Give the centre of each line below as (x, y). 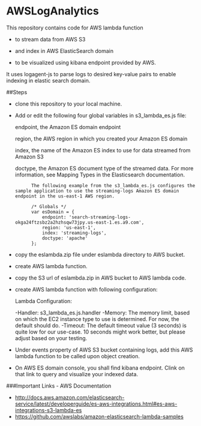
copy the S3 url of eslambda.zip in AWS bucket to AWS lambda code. (100, 278)
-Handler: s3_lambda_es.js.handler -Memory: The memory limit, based (102, 313)
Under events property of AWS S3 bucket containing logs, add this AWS (104, 350)
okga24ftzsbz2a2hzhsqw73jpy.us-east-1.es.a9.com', (79, 222)
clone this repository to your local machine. (68, 104)
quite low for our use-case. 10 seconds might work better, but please (100, 332)
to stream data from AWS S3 (50, 39)
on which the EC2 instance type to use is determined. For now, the (97, 319)
